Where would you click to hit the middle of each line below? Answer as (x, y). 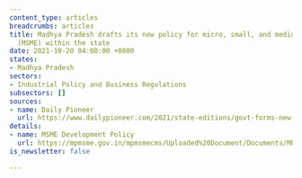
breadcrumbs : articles (52, 26)
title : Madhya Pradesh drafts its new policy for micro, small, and (140, 34)
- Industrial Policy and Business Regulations (98, 85)
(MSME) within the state (64, 43)
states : (24, 59)
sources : (26, 101)
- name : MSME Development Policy (72, 135)
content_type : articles (54, 18)
